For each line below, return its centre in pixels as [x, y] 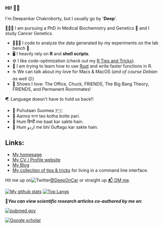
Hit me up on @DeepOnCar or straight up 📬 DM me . [68, 180]
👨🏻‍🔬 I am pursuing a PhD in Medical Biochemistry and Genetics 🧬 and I [77, 28]
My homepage [27, 154]
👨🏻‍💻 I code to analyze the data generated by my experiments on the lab [85, 43]
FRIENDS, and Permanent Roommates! [52, 89]
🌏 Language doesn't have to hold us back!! [49, 99]
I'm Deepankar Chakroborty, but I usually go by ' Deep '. [61, 19]
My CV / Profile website [36, 160]
